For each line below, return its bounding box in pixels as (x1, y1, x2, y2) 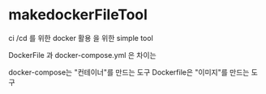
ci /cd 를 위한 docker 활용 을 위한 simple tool (8, 33, 154, 43)
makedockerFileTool (8, 6, 148, 24)
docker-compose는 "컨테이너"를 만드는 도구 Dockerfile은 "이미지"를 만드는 (8, 67, 250, 77)
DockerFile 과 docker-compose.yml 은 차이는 (8, 50, 157, 59)
